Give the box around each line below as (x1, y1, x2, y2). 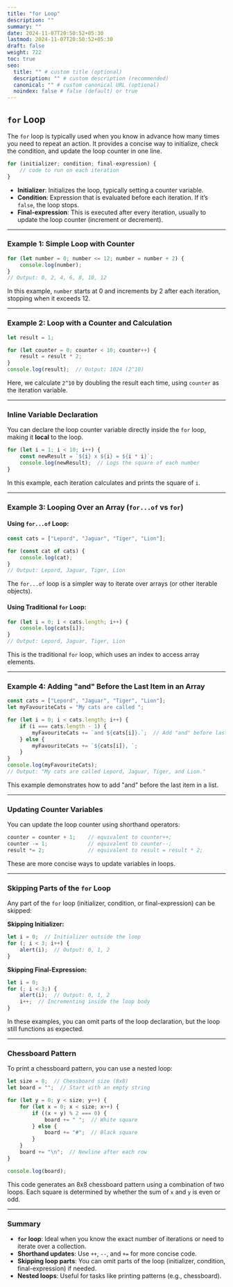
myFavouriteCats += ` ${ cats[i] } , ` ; (32, 742, 138, 749)
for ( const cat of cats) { (7, 547, 85, 554)
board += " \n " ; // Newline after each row (19, 1149, 148, 1156)
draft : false (7, 42, 45, 49)
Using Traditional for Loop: (7, 602, 87, 611)
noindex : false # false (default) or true (13, 88, 138, 95)
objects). (7, 587, 33, 595)
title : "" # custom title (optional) (13, 68, 123, 75)
